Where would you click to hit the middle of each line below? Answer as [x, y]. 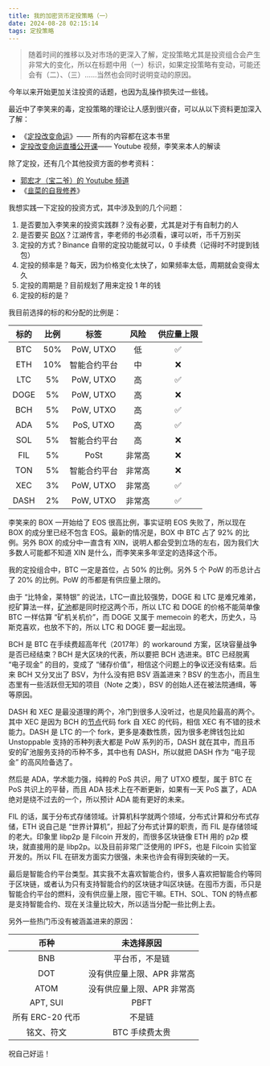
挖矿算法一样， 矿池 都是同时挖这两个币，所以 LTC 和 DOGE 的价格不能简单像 [134, 607]
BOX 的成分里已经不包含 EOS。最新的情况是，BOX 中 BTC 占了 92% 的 [125, 533]
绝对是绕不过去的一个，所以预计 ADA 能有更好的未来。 [98, 799]
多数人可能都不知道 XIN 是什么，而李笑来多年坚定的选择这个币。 [115, 553]
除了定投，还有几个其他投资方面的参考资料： [82, 164]
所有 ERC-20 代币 [47, 1018]
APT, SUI [46, 1002]
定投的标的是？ [45, 296]
